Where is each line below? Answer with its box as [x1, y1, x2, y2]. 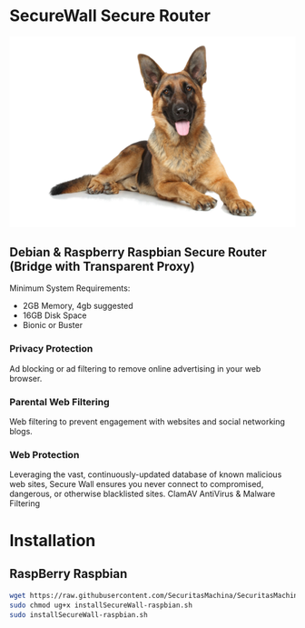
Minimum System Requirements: [9, 283, 131, 294]
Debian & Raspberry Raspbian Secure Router [9, 244, 268, 260]
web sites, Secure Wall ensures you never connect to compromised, [9, 479, 264, 490]
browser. [9, 373, 43, 384]
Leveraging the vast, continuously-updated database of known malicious [9, 469, 282, 480]
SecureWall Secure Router [9, 5, 212, 26]
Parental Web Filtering [9, 395, 111, 408]
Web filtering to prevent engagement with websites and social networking [9, 416, 286, 427]
